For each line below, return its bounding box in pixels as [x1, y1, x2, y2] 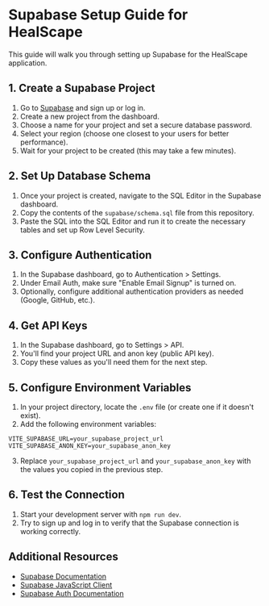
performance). [19, 137, 68, 147]
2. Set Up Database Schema [8, 169, 151, 183]
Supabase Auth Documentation [19, 588, 125, 598]
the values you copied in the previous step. [19, 465, 163, 474]
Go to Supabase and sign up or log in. [19, 102, 146, 112]
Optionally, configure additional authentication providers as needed [19, 286, 244, 296]
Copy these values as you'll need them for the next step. [19, 357, 208, 367]
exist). [19, 411, 41, 420]
